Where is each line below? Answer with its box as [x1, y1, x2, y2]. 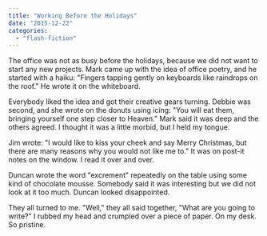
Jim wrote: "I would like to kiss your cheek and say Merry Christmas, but [8, 138, 247, 148]
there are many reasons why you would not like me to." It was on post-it [8, 146, 245, 156]
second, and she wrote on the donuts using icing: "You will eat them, [8, 106, 235, 115]
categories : [8, 26, 48, 34]
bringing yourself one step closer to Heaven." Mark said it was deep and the [8, 114, 259, 124]
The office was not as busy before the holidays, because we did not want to [8, 56, 258, 66]
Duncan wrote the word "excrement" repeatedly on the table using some [8, 170, 248, 180]
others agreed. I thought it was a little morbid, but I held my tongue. [8, 122, 230, 132]
